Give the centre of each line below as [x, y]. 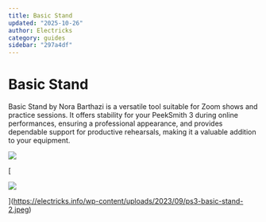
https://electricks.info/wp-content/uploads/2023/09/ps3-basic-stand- [128, 201]
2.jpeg [19, 210]
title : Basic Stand [40, 16]
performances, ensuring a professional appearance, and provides [116, 123]
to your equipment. [39, 141]
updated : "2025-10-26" [46, 23]
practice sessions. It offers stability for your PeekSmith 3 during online [123, 115]
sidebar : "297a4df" [40, 45]
